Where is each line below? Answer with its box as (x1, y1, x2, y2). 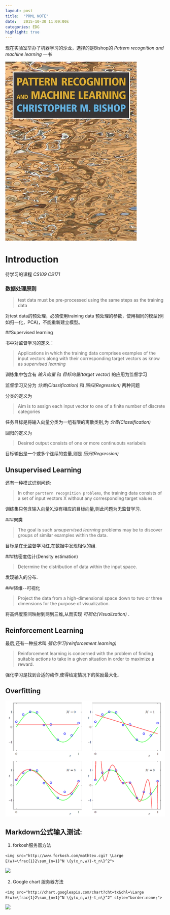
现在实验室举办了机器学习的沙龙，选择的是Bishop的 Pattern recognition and (5, 45, 164, 51)
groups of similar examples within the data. (17, 532, 108, 539)
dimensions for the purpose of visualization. (17, 601, 110, 607)
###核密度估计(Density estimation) (5, 553, 79, 559)
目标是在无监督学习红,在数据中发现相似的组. (5, 543, 97, 549)
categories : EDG (5, 24, 40, 29)
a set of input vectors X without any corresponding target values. (17, 495, 154, 501)
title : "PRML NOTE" (5, 13, 49, 19)
